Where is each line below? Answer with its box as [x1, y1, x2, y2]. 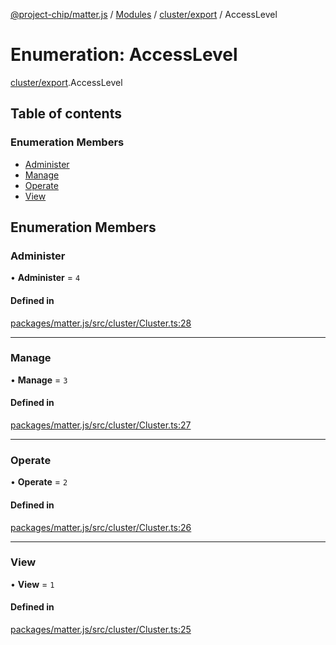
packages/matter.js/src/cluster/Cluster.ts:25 [10, 624, 192, 636]
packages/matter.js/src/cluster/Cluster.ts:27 [10, 419, 192, 431]
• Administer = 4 [10, 272, 81, 284]
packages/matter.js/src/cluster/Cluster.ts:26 [10, 521, 192, 533]
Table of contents [10, 105, 122, 123]
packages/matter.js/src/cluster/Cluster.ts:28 [10, 317, 192, 329]
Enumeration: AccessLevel [10, 44, 238, 66]
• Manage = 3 [10, 374, 68, 386]
